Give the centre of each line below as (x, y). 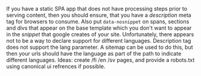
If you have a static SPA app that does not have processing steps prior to (97, 9)
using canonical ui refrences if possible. (56, 66)
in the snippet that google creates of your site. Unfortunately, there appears (100, 34)
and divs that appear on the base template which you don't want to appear (99, 28)
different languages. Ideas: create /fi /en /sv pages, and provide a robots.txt (101, 60)
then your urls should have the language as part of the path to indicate (94, 53)
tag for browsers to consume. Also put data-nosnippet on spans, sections (98, 21)
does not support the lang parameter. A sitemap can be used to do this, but (100, 47)
